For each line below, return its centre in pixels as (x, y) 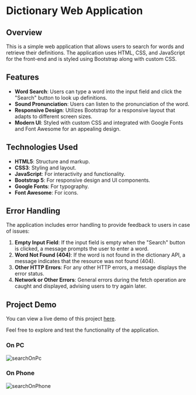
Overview (24, 33)
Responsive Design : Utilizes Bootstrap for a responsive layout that (95, 110)
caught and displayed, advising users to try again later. (80, 286)
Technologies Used (42, 147)
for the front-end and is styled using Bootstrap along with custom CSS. (92, 59)
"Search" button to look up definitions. (61, 97)
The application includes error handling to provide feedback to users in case (98, 225)
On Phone (20, 373)
